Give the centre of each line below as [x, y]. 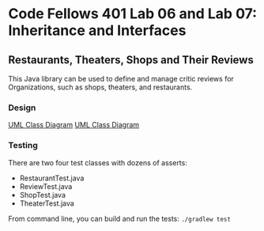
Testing [23, 146]
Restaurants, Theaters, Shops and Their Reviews [131, 60]
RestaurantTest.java [52, 178]
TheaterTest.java [47, 203]
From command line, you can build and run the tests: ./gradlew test [120, 218]
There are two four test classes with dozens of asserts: [98, 162]
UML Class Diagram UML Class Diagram [74, 125]
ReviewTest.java [46, 186]
